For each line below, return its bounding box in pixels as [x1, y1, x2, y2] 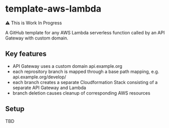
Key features [5, 50, 47, 58]
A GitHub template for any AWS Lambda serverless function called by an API [5, 29, 165, 35]
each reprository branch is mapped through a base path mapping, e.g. [12, 68, 159, 74]
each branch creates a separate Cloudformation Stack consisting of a [12, 79, 158, 85]
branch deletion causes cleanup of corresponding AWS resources [12, 90, 151, 96]
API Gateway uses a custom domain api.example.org [12, 63, 122, 69]
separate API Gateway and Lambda [12, 84, 87, 91]
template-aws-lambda [5, 3, 102, 15]
